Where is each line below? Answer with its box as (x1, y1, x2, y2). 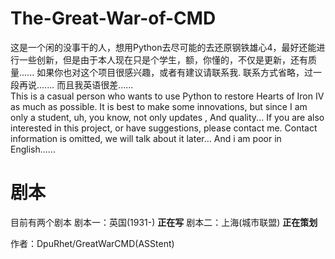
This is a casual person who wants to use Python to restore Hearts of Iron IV (10, 90, 325, 102)
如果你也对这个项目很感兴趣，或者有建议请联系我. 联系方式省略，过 (36, 66, 314, 78)
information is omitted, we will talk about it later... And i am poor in (10, 132, 282, 144)
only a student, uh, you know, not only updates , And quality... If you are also (10, 111, 325, 123)
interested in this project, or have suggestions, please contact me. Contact (10, 122, 318, 134)
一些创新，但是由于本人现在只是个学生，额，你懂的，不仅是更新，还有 (18, 53, 308, 66)
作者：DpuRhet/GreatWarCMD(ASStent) (10, 237, 175, 249)
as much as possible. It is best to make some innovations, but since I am (10, 100, 308, 112)
